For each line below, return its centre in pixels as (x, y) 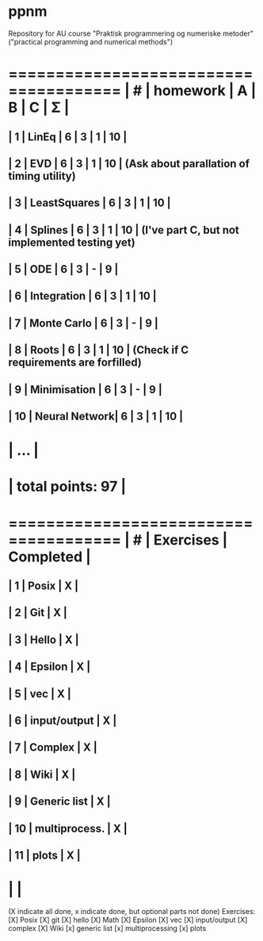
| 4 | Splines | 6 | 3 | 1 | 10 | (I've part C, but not (124, 230)
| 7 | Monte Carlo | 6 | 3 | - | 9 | (83, 323)
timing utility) (42, 176)
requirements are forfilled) (75, 363)
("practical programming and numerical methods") (91, 41)
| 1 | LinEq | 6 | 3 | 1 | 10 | (68, 137)
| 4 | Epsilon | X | (50, 667)
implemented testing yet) (72, 242)
